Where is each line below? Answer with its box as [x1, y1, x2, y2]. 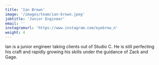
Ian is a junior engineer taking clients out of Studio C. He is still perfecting [5, 44, 155, 49]
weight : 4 [5, 30, 26, 35]
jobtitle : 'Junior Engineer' [5, 16, 65, 21]
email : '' [5, 21, 26, 26]
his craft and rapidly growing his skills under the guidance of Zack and [5, 49, 148, 55]
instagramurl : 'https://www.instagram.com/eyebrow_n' [5, 26, 119, 31]
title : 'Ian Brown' [5, 7, 45, 12]
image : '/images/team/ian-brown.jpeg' [5, 12, 85, 17]
